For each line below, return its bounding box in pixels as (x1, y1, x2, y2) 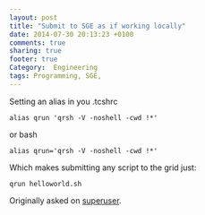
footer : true (9, 55, 58, 64)
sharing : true (9, 47, 63, 56)
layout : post (9, 13, 58, 22)
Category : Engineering (9, 64, 98, 73)
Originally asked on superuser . (9, 194, 123, 206)
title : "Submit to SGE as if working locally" (9, 21, 186, 30)
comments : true (9, 38, 66, 47)
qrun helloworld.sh (9, 179, 82, 188)
